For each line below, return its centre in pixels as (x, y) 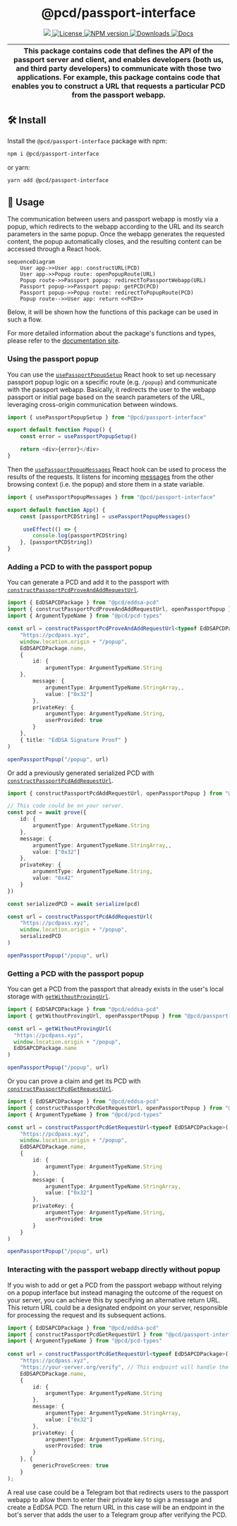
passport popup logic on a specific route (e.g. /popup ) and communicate (112, 381)
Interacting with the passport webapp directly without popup (114, 1269)
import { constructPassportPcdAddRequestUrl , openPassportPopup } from (115, 793)
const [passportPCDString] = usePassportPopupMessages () (105, 516)
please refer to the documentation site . (64, 341)
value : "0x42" (53, 878)
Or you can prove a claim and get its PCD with (74, 1081)
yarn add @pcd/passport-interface (58, 180)
